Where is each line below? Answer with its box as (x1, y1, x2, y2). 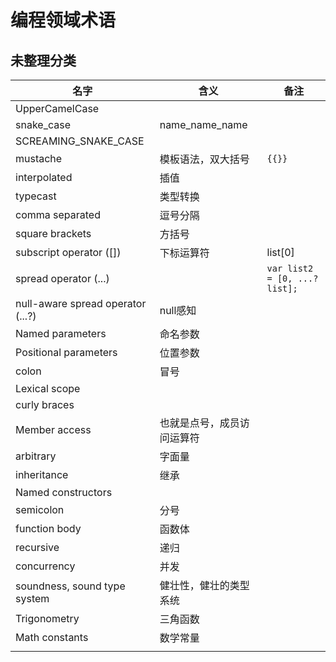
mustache (15, 152, 63, 165)
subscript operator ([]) (15, 246, 122, 259)
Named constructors (15, 486, 113, 499)
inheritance (15, 468, 69, 481)
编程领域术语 (10, 9, 117, 32)
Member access (15, 423, 92, 436)
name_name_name (159, 118, 248, 131)
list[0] (266, 246, 295, 259)
